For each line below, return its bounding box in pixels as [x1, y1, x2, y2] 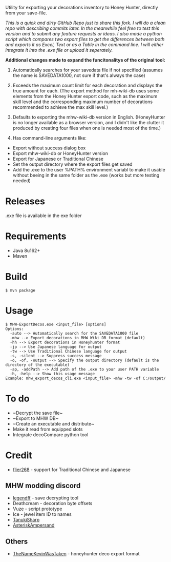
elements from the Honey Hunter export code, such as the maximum [12, 93, 158, 99]
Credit [5, 449, 32, 461]
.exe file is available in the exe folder [5, 212, 82, 219]
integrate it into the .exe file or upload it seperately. [5, 47, 113, 53]
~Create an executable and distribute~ [12, 420, 95, 427]
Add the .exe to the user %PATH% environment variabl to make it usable [12, 167, 165, 172]
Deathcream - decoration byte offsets [12, 500, 93, 507]
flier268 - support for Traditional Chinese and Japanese [12, 467, 131, 473]
